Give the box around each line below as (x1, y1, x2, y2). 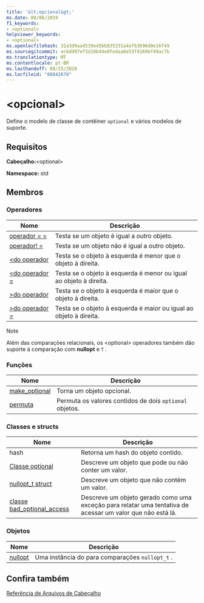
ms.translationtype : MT (6, 54, 67, 60)
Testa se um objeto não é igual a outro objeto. (55, 241, 185, 250)
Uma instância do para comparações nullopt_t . (35, 552, 173, 561)
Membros (6, 187, 44, 198)
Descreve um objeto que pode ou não (81, 458, 188, 467)
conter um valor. (81, 466, 127, 474)
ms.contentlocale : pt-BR (6, 60, 69, 66)
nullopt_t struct (9, 479, 52, 488)
